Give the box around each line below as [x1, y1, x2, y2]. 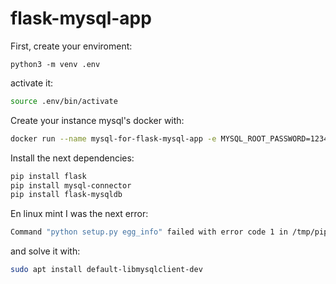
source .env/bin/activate [10, 96, 118, 106]
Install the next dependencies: [10, 152, 135, 164]
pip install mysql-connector [10, 180, 132, 191]
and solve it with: [10, 245, 81, 257]
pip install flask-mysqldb [10, 190, 123, 200]
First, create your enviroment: [10, 40, 133, 52]
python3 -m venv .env [10, 59, 101, 69]
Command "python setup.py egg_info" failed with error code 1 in [10, 227, 288, 237]
